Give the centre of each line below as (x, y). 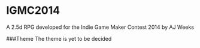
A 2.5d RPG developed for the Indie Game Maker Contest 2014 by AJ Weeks (100, 27)
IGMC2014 (33, 10)
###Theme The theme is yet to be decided (59, 38)
